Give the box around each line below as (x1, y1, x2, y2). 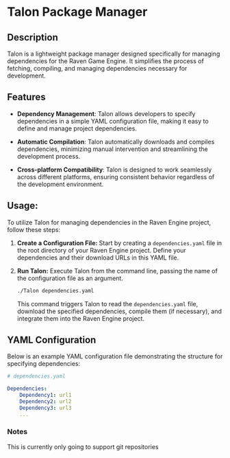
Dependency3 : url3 (19, 404, 72, 411)
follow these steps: (7, 225, 60, 233)
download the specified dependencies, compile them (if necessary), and (16, 307, 222, 315)
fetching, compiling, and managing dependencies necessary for (7, 65, 188, 72)
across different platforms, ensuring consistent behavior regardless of (16, 172, 215, 181)
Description (7, 32, 58, 43)
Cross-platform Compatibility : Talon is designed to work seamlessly (16, 165, 212, 174)
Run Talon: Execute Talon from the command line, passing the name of (16, 266, 218, 275)
